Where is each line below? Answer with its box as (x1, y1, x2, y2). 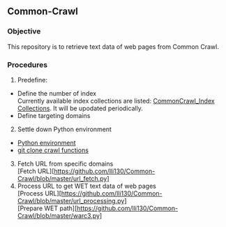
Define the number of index (17, 89, 96, 97)
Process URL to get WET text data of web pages (17, 182, 157, 190)
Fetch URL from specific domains (17, 159, 114, 168)
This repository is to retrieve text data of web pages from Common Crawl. (7, 42, 220, 51)
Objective (7, 27, 41, 36)
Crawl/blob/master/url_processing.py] (17, 196, 127, 205)
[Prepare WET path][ (17, 204, 77, 212)
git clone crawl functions (17, 146, 89, 154)
